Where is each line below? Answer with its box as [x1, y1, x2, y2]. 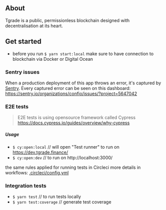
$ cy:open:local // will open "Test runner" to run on [12, 144, 119, 150]
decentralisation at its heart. [5, 23, 63, 29]
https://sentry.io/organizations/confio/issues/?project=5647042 [5, 90, 137, 96]
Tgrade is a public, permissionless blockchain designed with [5, 17, 130, 23]
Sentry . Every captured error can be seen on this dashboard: [5, 85, 131, 91]
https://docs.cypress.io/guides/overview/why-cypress [17, 120, 130, 126]
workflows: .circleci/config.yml [5, 170, 69, 176]
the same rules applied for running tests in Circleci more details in [5, 164, 141, 170]
